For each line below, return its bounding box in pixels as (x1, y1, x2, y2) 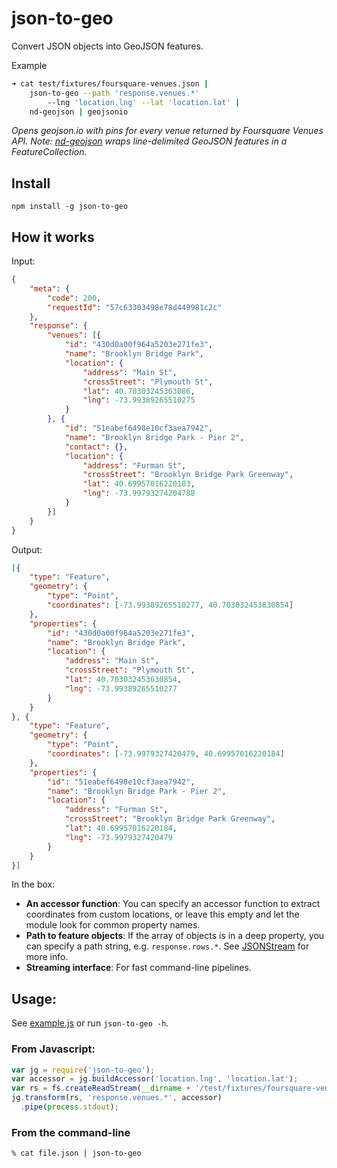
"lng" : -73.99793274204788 (82, 488, 196, 499)
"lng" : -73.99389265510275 (82, 395, 196, 406)
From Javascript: (11, 1042, 96, 1056)
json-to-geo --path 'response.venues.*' (29, 88, 200, 98)
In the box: (11, 878, 56, 891)
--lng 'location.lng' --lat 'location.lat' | (47, 97, 241, 107)
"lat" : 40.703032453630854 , (64, 675, 183, 685)
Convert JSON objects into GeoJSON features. (11, 40, 204, 52)
